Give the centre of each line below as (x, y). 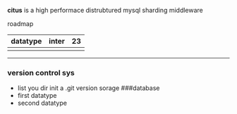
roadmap (20, 24)
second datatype (42, 103)
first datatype (37, 96)
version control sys (41, 72)
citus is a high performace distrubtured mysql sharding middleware (105, 10)
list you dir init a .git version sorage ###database (89, 88)
